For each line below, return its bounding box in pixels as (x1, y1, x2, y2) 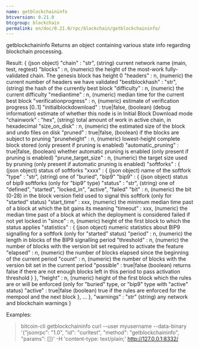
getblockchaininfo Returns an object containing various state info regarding (6, 42, 191, 49)
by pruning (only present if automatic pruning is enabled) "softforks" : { (6, 161, 180, 168)
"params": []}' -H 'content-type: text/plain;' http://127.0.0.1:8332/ (20, 336, 179, 343)
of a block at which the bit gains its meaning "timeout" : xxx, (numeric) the (6, 205, 188, 212)
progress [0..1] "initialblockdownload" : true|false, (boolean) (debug (6, 104, 171, 111)
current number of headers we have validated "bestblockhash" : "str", (6, 79, 177, 86)
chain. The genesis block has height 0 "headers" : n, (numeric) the (29, 72, 193, 79)
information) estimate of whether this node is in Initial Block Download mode (6, 110, 193, 117)
